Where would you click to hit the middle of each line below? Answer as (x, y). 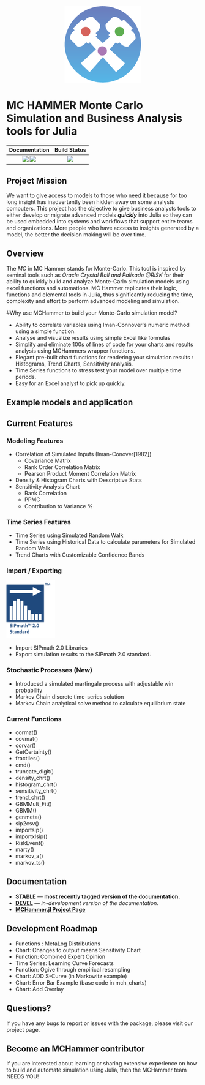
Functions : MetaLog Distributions (58, 944)
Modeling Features (35, 441)
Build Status (71, 150)
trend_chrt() (30, 798)
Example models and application (70, 403)
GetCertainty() (33, 752)
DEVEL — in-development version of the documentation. (87, 903)
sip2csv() (27, 824)
